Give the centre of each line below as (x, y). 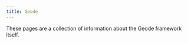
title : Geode (22, 11)
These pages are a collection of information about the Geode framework (94, 28)
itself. (13, 34)
